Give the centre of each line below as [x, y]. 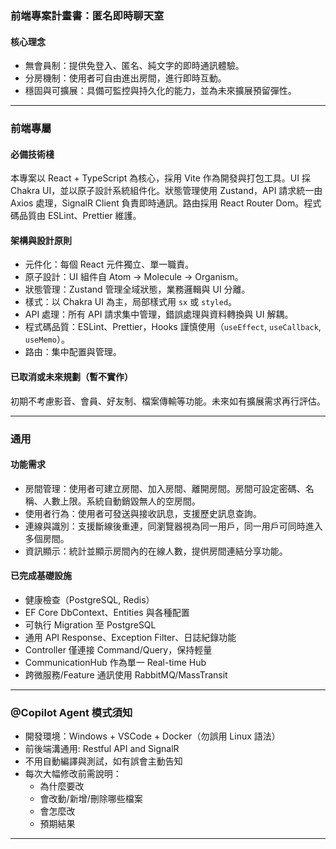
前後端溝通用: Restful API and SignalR [102, 749]
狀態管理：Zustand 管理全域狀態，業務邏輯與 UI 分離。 [137, 289]
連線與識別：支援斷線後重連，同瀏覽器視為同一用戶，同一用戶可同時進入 [173, 526]
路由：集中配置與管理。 [73, 352]
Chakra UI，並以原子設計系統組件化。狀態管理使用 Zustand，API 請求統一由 [166, 191]
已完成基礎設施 [41, 576]
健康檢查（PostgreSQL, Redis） [89, 599]
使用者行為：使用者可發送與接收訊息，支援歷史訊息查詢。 [143, 513]
